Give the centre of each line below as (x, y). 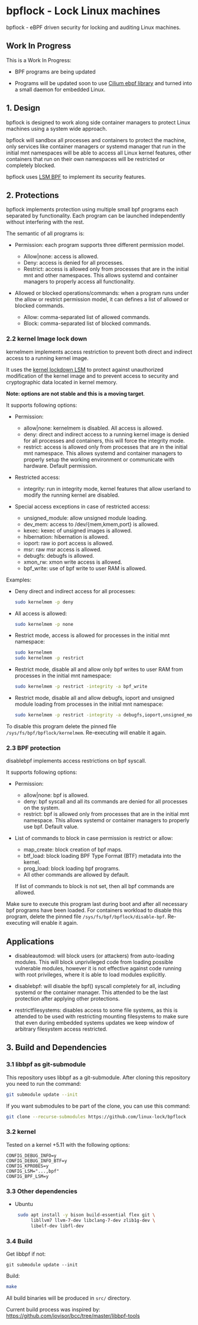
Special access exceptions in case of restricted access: (82, 506)
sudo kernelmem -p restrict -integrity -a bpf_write (81, 687)
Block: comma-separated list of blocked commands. (87, 323)
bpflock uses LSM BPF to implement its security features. (76, 176)
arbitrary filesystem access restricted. (61, 1029)
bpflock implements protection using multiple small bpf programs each (92, 210)
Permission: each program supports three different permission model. (100, 245)
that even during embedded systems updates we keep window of (94, 1023)
